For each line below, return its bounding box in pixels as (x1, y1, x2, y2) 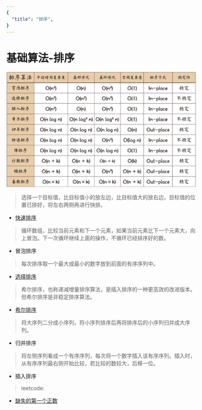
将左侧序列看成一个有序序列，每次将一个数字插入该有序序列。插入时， (21, 352, 196, 359)
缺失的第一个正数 (14, 397, 58, 405)
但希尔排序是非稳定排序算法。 (21, 293, 95, 301)
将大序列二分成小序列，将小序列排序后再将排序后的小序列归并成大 (21, 319, 185, 326)
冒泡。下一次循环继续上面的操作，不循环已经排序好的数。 (26, 234, 169, 242)
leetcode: (21, 385, 45, 392)
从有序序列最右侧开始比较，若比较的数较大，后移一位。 (21, 360, 159, 367)
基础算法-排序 (6, 51, 75, 65)
